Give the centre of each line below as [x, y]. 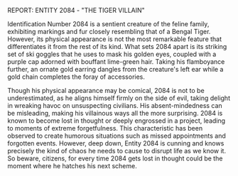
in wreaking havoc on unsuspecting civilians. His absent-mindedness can [115, 105]
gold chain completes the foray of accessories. [76, 77]
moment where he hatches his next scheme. [72, 166]
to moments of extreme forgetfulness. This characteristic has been [105, 128]
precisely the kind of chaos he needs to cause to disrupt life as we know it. [117, 151]
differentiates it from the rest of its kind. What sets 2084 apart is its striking [117, 46]
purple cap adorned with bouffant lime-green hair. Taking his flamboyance [116, 62]
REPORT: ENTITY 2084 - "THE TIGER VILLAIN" [76, 10]
